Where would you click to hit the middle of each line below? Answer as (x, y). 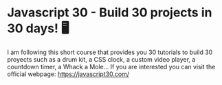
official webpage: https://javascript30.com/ (68, 74)
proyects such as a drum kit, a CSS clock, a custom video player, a (101, 59)
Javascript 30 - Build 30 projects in (110, 13)
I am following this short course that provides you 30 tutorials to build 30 (110, 52)
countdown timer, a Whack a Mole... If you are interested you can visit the (111, 66)
